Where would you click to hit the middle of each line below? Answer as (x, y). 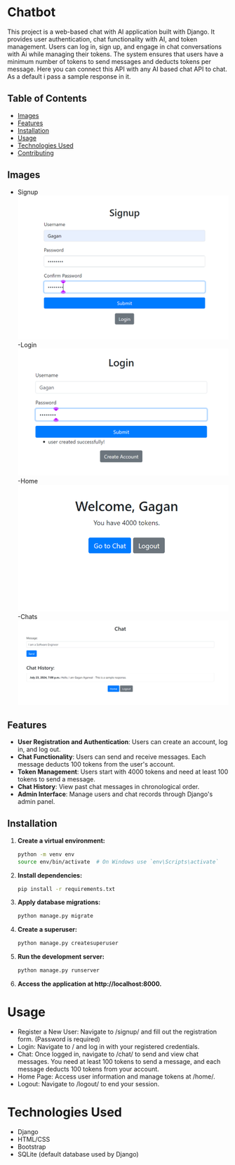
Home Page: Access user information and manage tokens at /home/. (116, 1076)
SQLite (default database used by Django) (78, 1154)
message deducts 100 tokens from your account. (88, 1069)
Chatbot (32, 12)
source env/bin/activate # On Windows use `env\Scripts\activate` (118, 861)
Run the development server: (61, 957)
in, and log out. (39, 749)
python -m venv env (46, 854)
